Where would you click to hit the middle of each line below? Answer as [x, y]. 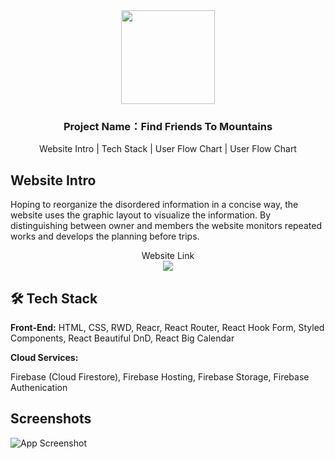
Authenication [39, 387]
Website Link [168, 256]
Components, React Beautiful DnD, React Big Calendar [122, 338]
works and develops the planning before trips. [105, 236]
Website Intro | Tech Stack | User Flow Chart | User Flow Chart [168, 149]
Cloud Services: [44, 357]
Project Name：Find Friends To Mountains [168, 126]
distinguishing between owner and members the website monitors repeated [166, 226]
